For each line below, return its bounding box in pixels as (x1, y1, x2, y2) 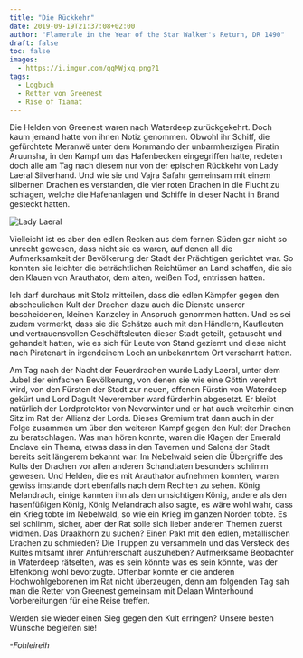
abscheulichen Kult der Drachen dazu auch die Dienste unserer (9, 299, 246, 310)
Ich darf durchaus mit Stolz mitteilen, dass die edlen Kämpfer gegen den (9, 290, 279, 301)
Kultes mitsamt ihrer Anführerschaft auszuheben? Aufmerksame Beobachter (9, 548, 294, 559)
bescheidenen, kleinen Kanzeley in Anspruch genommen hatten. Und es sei (9, 309, 291, 320)
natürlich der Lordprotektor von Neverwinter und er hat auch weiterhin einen (9, 403, 294, 414)
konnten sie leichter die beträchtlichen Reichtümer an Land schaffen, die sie (9, 263, 292, 274)
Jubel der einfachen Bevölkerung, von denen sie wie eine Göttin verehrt (9, 374, 278, 385)
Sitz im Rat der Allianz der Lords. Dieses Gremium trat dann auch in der (9, 413, 274, 424)
